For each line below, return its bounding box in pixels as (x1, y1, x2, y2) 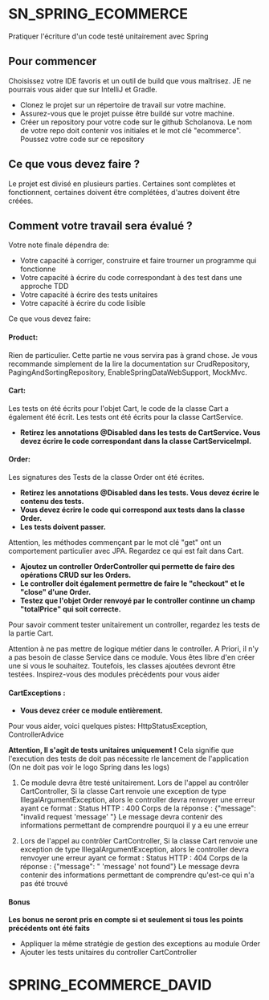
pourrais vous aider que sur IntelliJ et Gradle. (8, 84, 158, 94)
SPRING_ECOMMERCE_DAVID (8, 976, 212, 994)
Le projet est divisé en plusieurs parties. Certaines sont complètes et (8, 178, 236, 189)
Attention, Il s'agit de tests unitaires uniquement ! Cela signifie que (8, 746, 234, 755)
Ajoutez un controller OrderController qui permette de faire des (19, 561, 235, 571)
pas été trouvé (19, 879, 68, 888)
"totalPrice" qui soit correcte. (19, 604, 122, 614)
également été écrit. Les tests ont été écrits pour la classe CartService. (8, 412, 243, 421)
